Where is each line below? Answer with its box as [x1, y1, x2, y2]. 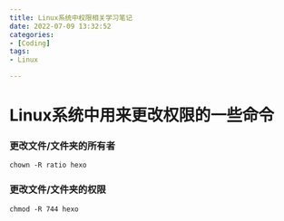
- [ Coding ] [9, 38, 51, 48]
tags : [9, 47, 30, 56]
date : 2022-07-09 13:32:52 [9, 22, 112, 31]
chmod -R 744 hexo [9, 205, 79, 214]
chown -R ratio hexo [9, 160, 88, 170]
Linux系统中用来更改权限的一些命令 [9, 105, 275, 126]
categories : [9, 30, 54, 39]
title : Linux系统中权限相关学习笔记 [9, 13, 133, 23]
